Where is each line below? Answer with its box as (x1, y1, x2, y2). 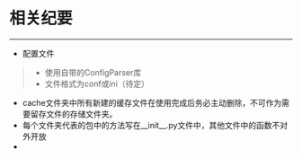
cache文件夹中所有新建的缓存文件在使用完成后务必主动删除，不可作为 (22, 97, 282, 108)
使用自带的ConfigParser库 (44, 66, 142, 77)
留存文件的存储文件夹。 (30, 109, 118, 119)
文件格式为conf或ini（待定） (44, 78, 150, 89)
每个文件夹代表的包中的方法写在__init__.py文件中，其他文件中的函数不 (22, 119, 280, 130)
